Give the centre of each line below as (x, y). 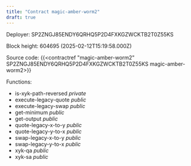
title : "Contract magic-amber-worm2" (53, 12)
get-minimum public (39, 112)
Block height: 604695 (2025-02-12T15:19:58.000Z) (69, 46)
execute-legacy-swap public (50, 106)
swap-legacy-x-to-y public (48, 137)
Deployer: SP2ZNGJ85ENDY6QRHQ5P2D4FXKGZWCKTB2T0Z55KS (90, 34)
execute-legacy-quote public (50, 100)
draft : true (21, 17)
